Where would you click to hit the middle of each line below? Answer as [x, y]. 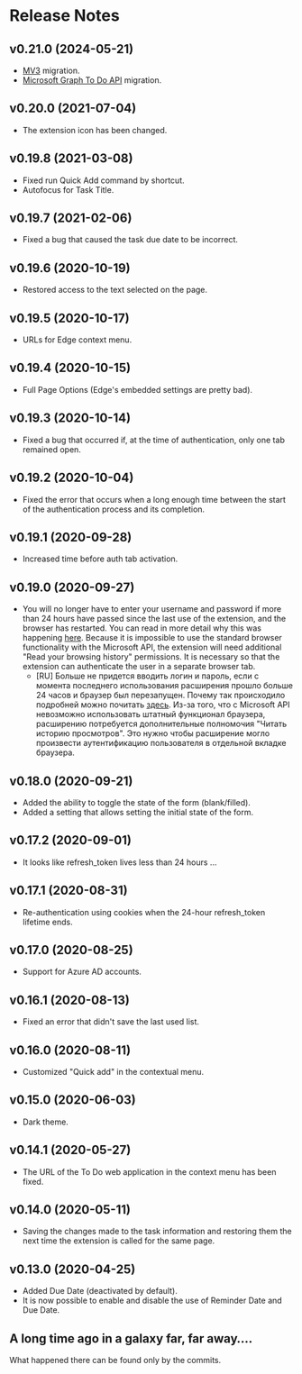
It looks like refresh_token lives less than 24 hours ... [119, 862]
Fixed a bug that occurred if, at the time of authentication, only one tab [154, 440]
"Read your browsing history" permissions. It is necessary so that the [151, 657]
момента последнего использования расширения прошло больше [165, 686]
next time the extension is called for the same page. [119, 1241]
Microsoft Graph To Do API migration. [92, 80]
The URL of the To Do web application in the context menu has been [149, 1171]
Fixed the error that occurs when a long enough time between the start [154, 499]
